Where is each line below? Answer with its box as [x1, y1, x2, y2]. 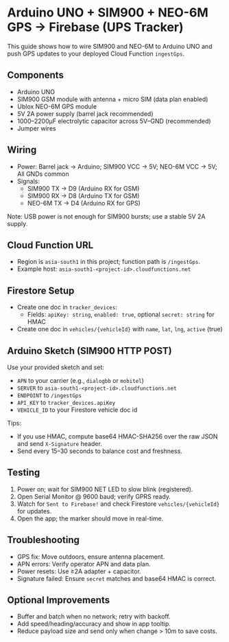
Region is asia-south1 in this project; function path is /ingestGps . [16, 258, 201, 266]
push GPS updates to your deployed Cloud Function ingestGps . [7, 49, 185, 58]
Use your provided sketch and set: [7, 363, 105, 371]
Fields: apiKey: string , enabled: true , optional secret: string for [27, 311, 215, 319]
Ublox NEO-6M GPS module [16, 102, 97, 111]
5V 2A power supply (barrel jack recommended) [16, 109, 154, 118]
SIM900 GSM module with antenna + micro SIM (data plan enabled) [16, 95, 208, 103]
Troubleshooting [7, 534, 80, 546]
